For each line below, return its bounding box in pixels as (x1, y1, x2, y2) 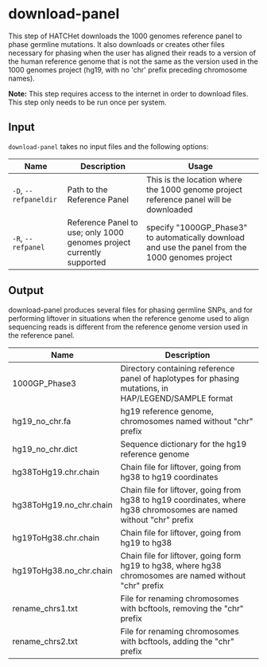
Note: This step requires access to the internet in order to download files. (8, 88, 249, 98)
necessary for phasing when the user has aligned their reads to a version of (8, 48, 257, 57)
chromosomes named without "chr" (120, 415, 253, 426)
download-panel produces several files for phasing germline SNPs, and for (8, 304, 253, 315)
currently (67, 246, 102, 257)
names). (8, 73, 36, 83)
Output (8, 284, 44, 297)
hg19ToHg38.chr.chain (12, 532, 100, 543)
